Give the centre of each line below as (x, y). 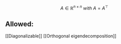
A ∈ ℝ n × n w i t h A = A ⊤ (84, 8)
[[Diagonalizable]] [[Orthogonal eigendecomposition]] (61, 36)
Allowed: (19, 24)
